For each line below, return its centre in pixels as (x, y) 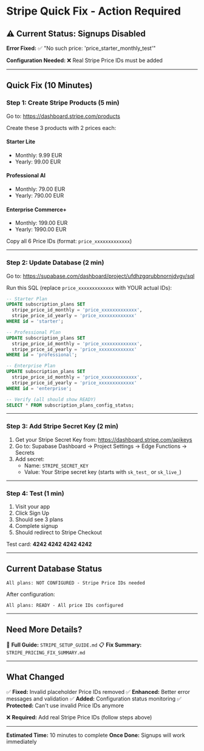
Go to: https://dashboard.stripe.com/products (63, 116)
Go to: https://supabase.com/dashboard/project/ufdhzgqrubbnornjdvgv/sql (100, 276)
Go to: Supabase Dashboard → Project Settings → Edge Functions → (101, 446)
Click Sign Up (32, 513)
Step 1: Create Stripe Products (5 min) (63, 103)
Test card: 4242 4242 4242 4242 (49, 544)
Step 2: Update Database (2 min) (55, 262)
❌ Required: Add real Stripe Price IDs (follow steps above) (79, 717)
